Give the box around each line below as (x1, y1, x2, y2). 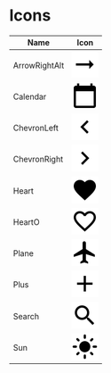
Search (12, 311, 40, 321)
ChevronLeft (12, 122, 59, 134)
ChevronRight (12, 153, 64, 165)
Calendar (12, 91, 47, 102)
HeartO (12, 216, 40, 228)
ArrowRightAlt (12, 60, 65, 70)
